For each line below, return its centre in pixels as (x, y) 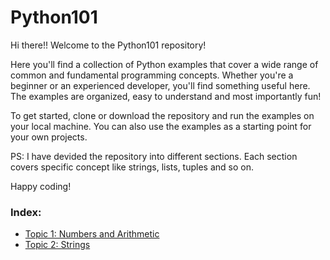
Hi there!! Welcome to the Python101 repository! (108, 45)
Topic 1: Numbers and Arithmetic (92, 234)
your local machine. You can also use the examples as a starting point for (161, 126)
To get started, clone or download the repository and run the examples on (162, 115)
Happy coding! (41, 186)
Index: (26, 212)
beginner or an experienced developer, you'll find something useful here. (160, 85)
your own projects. (49, 137)
